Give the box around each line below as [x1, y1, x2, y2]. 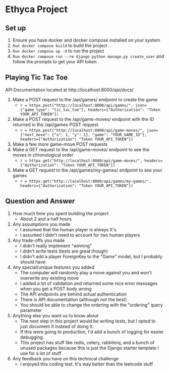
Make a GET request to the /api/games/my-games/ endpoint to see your [12, 167, 162, 173]
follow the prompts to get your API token [12, 59, 97, 64]
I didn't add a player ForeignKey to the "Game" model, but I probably [20, 253, 162, 259]
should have [20, 259, 46, 265]
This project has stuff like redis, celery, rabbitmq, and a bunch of [20, 339, 155, 345]
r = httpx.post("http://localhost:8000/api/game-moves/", [20, 128, 145, 133]
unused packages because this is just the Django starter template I [20, 345, 159, 351]
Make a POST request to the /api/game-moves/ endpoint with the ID [12, 116, 154, 122]
